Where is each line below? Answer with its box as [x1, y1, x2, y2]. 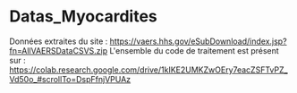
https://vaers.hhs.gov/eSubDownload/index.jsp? [109, 36, 288, 46]
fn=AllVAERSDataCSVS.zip [9, 45, 108, 55]
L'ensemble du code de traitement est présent [109, 45, 279, 55]
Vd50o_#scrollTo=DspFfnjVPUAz [9, 73, 132, 84]
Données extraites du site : [9, 36, 108, 46]
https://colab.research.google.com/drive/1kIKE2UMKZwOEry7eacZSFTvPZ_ [9, 64, 288, 75]
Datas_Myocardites [9, 6, 158, 27]
